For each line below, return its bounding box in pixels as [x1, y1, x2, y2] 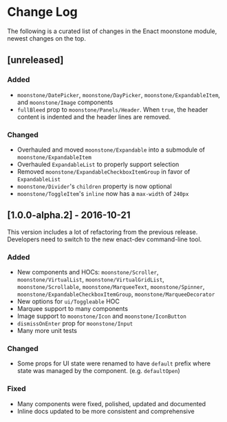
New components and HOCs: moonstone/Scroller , [17, 268, 159, 277]
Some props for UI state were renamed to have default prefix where [17, 359, 211, 368]
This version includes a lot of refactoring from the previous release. [7, 228, 198, 236]
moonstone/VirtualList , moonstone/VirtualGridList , [17, 275, 165, 283]
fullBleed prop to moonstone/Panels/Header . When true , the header [17, 105, 208, 114]
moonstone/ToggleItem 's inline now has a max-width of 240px [17, 189, 189, 197]
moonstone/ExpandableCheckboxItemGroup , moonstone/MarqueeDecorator [17, 290, 215, 299]
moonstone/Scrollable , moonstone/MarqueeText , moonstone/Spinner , [17, 283, 205, 291]
